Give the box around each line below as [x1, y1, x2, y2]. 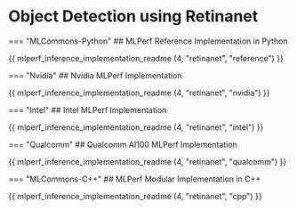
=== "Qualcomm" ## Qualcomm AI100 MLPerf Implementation [8, 139, 237, 149]
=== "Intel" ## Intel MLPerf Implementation [8, 104, 167, 115]
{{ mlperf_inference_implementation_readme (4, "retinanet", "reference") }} [8, 52, 284, 63]
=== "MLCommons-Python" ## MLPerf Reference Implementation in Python [8, 36, 288, 46]
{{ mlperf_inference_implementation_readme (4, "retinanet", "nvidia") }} [8, 87, 270, 98]
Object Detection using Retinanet [8, 6, 259, 27]
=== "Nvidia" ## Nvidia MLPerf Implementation [8, 69, 182, 81]
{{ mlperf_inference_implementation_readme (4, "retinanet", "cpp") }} [8, 190, 262, 201]
